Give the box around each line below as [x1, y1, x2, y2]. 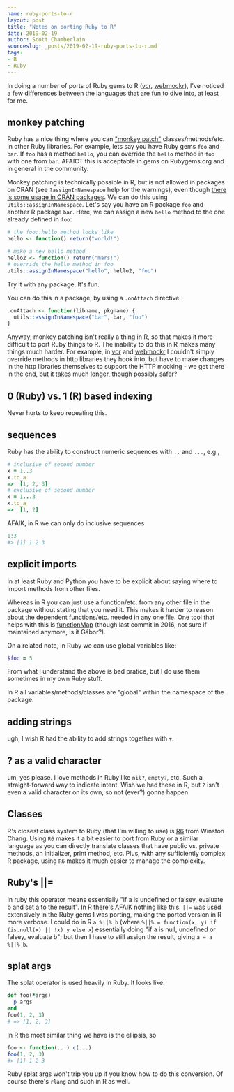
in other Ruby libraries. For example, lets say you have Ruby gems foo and [7, 143, 220, 151]
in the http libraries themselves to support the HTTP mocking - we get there [7, 363, 225, 371]
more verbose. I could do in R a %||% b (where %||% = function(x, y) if [7, 917, 217, 926]
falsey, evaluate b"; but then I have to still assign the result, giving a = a [7, 932, 212, 940]
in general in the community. [7, 165, 89, 173]
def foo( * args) [7, 992, 52, 999]
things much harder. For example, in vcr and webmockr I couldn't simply [7, 347, 214, 356]
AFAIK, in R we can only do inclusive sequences [7, 518, 145, 527]
